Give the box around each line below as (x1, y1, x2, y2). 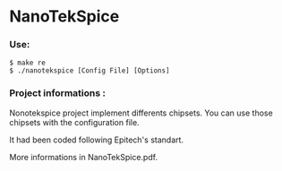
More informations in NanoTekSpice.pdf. (9, 151, 158, 162)
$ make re (9, 58, 47, 68)
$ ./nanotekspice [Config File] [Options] (9, 66, 170, 75)
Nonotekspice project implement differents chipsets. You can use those (9, 107, 273, 118)
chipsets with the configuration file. (9, 116, 141, 127)
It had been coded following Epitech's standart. (9, 134, 184, 145)
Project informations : (9, 87, 106, 99)
